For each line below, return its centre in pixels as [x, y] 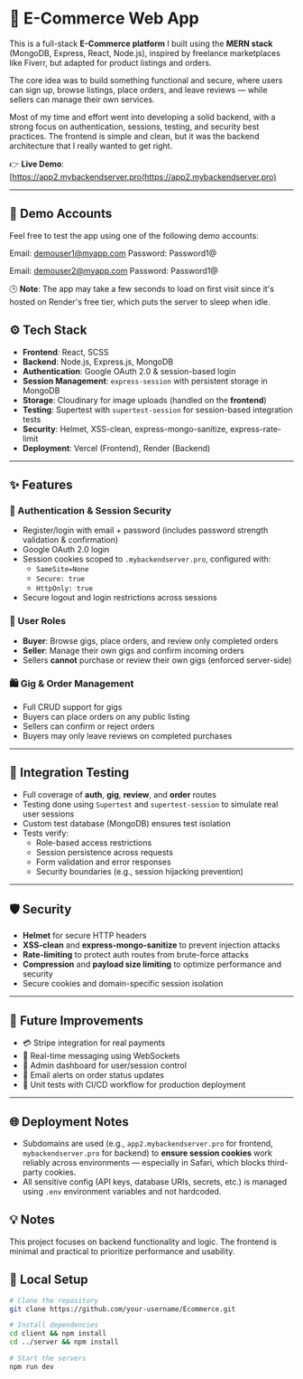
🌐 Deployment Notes [69, 1122]
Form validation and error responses [103, 862]
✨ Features [41, 484]
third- [278, 1163]
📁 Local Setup [49, 1280]
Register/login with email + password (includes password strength [145, 530]
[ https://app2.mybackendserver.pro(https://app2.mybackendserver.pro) [143, 176]
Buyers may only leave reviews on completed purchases [127, 735]
